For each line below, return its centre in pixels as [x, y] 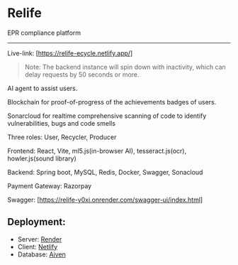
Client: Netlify [38, 247]
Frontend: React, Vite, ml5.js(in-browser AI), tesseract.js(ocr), [97, 151]
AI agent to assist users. [42, 88]
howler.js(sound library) [42, 158]
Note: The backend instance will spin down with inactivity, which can [125, 67]
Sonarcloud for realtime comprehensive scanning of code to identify [107, 116]
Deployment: [36, 222]
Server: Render [40, 239]
